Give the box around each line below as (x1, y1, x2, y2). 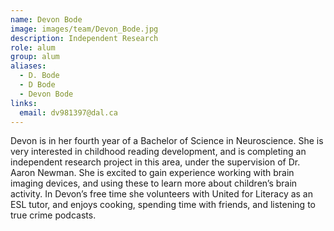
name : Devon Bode (10, 14, 83, 25)
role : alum (10, 42, 56, 53)
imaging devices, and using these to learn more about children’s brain (10, 177, 298, 190)
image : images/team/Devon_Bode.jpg (10, 24, 159, 34)
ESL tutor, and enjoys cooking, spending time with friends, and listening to (10, 199, 316, 211)
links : (10, 98, 38, 108)
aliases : (10, 61, 47, 71)
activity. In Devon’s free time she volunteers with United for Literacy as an (10, 188, 314, 200)
